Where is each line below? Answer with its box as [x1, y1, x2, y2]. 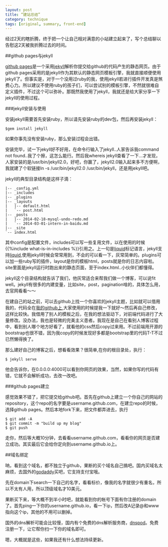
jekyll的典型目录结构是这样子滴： [5, 176, 73, 182]
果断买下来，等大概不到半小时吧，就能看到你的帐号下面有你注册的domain [5, 496, 156, 503]
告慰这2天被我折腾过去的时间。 [5, 42, 69, 48]
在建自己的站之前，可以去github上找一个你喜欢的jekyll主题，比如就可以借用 [5, 299, 160, 305]
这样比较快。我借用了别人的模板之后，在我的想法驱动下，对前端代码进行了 [5, 311, 158, 317]
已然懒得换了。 [5, 336, 36, 342]
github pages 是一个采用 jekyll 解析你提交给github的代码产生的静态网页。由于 [5, 63, 161, 69]
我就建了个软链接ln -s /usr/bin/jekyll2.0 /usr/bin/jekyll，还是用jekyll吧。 [5, 165, 151, 171]
